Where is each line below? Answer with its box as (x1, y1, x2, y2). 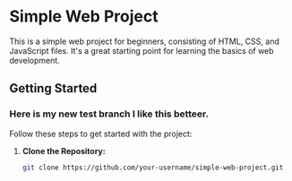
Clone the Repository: (21, 145, 106, 156)
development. (9, 55, 60, 65)
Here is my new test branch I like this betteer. (9, 108, 209, 120)
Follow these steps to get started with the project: (9, 128, 193, 139)
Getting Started (9, 81, 98, 96)
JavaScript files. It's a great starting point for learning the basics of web (9, 45, 275, 56)
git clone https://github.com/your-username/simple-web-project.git (21, 163, 284, 172)
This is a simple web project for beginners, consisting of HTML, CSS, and (9, 36, 279, 47)
